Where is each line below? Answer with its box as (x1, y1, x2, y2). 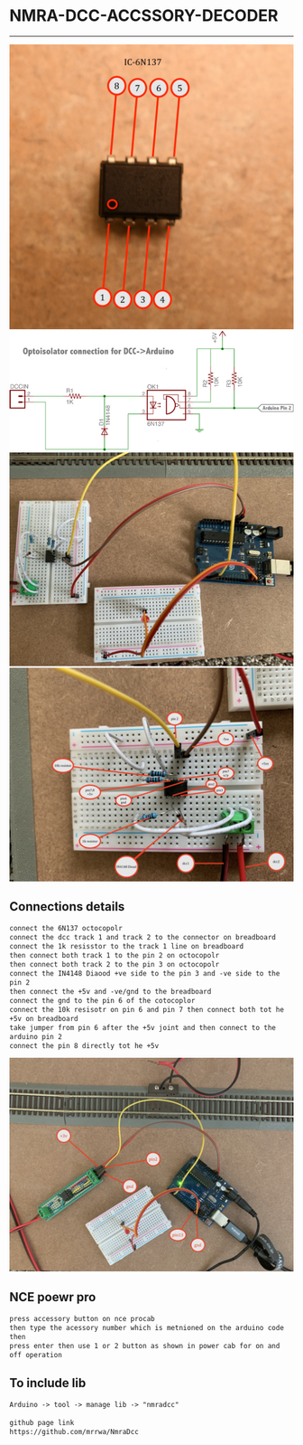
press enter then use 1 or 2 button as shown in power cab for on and (9, 1342, 280, 1351)
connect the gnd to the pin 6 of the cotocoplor (9, 996, 196, 1006)
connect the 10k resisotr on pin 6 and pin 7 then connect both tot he (9, 1006, 284, 1015)
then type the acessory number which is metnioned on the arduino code (9, 1324, 284, 1333)
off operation (9, 1351, 63, 1360)
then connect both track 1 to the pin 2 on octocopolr (9, 951, 220, 960)
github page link (9, 1419, 75, 1428)
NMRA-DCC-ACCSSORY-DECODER (9, 5, 279, 26)
